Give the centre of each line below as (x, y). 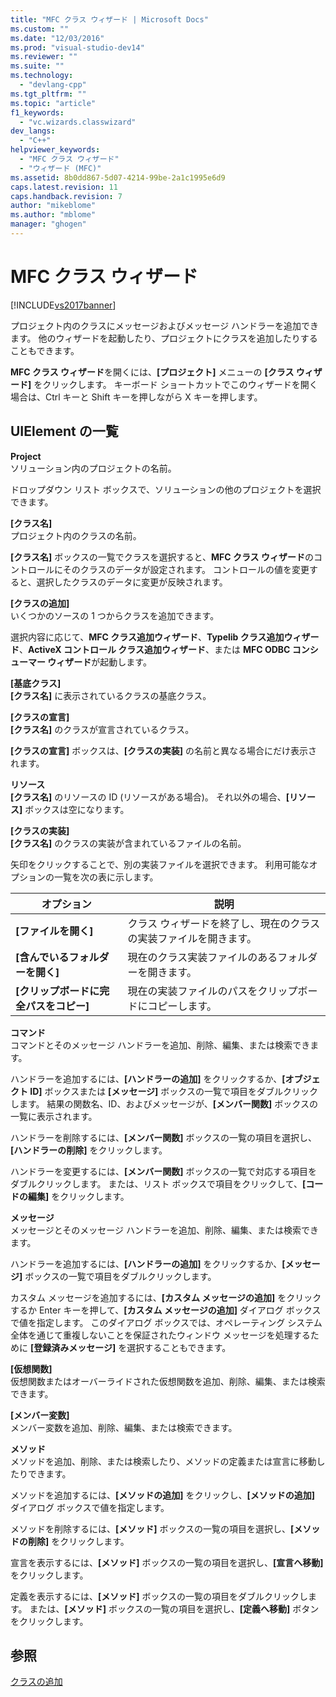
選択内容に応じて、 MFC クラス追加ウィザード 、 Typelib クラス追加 (147, 637)
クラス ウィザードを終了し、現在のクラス (224, 923)
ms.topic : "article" (53, 103)
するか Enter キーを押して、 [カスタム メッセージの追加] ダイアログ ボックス (166, 1310)
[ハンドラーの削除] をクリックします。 (89, 1150)
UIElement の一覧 (64, 431)
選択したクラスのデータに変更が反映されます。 (132, 582)
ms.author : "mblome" (53, 215)
